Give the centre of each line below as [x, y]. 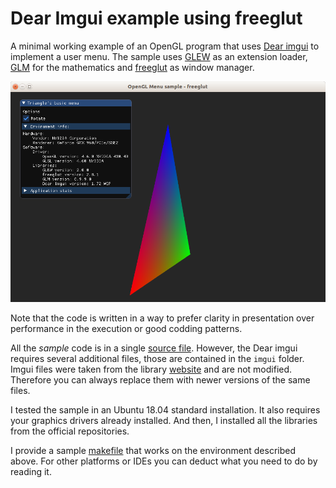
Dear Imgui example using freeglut [156, 18]
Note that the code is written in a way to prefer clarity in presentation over [162, 318]
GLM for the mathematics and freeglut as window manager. [132, 67]
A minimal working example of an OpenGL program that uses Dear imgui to [165, 46]
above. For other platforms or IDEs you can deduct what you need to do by [164, 461]
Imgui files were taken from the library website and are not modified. [151, 369]
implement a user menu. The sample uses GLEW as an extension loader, [159, 56]
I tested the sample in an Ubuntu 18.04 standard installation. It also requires [165, 409]
